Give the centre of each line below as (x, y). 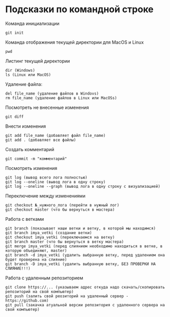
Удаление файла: (24, 84)
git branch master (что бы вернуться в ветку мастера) (65, 242)
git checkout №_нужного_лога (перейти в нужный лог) (62, 205)
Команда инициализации (32, 23)
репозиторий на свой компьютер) (39, 292)
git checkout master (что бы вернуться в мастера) (60, 210)
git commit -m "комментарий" (36, 159)
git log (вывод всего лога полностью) (46, 177)
